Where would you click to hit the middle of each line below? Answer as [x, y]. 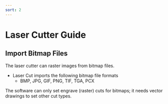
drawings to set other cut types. [38, 96]
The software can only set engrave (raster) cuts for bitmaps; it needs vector [84, 90]
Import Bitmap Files [37, 54]
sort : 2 [13, 10]
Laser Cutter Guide [46, 35]
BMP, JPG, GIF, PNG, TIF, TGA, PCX [57, 81]
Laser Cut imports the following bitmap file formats [65, 75]
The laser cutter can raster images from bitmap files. [60, 66]
